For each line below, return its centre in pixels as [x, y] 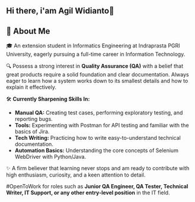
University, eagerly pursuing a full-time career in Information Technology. [96, 54]
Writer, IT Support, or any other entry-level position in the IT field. [88, 193]
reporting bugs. [34, 119]
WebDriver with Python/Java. [50, 157]
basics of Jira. [32, 132]
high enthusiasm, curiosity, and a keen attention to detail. [76, 175]
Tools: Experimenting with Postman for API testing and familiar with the [102, 126]
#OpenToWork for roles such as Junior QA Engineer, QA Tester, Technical [97, 187]
